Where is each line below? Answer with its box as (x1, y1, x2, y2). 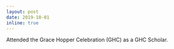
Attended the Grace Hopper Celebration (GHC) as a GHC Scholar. (6, 36, 168, 44)
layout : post (6, 8, 39, 15)
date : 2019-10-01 (6, 14, 50, 20)
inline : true (6, 20, 39, 26)
